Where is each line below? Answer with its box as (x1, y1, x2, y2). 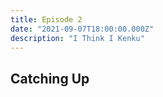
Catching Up (10, 70, 90, 87)
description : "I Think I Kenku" (10, 33, 145, 43)
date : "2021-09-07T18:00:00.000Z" (10, 24, 155, 34)
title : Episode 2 (10, 14, 83, 25)
